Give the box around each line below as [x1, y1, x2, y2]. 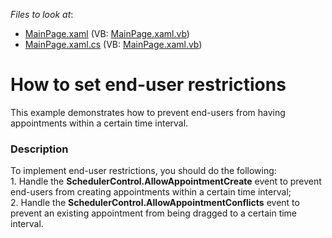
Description [10, 142, 69, 156]
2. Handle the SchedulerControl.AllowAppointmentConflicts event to [10, 197, 300, 209]
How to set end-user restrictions [10, 74, 287, 96]
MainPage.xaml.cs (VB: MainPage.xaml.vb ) [24, 39, 203, 50]
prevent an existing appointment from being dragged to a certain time [10, 207, 298, 219]
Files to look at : [10, 9, 74, 20]
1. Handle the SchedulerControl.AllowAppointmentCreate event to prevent [10, 175, 322, 188]
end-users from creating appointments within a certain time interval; [10, 186, 292, 198]
